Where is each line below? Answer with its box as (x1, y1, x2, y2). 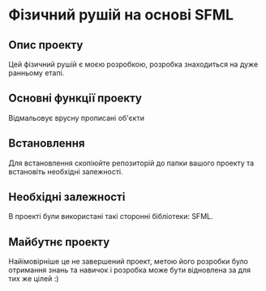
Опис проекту (8, 38, 84, 52)
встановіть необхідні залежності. (8, 166, 123, 176)
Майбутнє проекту (8, 235, 110, 249)
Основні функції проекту (8, 92, 142, 105)
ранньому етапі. (8, 68, 65, 78)
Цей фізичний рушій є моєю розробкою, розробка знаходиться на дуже (8, 59, 259, 69)
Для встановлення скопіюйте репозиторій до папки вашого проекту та (8, 158, 255, 168)
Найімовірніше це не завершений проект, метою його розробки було (8, 257, 249, 267)
